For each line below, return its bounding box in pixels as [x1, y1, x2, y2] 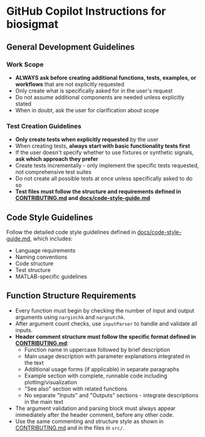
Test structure [15, 266, 51, 273]
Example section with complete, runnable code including [24, 372, 168, 379]
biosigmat [6, 17, 59, 31]
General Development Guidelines [6, 42, 135, 52]
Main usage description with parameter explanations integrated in [24, 352, 190, 360]
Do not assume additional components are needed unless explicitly [15, 93, 185, 101]
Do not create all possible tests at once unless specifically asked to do [15, 175, 193, 182]
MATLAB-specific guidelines [15, 273, 88, 280]
